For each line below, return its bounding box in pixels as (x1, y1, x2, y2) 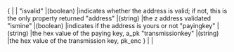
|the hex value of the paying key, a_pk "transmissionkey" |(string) (30, 29, 219, 37)
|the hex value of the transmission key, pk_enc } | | (7, 37, 153, 45)
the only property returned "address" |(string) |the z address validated (7, 14, 212, 22)
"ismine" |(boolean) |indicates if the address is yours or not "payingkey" (7, 22, 216, 30)
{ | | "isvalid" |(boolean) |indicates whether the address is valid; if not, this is (7, 7, 228, 15)
